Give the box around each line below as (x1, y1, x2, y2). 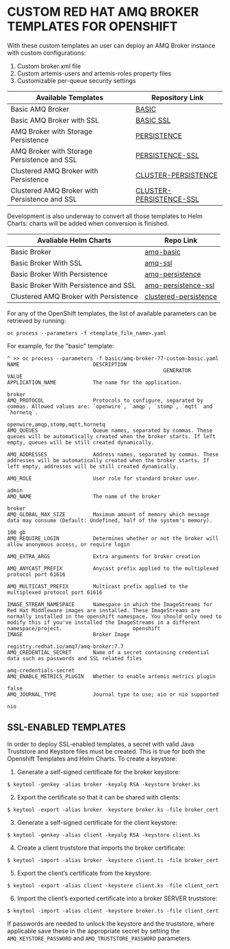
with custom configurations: (7, 49, 86, 57)
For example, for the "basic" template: (7, 341, 114, 350)
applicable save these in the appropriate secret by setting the (7, 926, 180, 935)
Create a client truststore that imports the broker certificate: (16, 843, 186, 852)
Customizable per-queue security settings (16, 76, 136, 84)
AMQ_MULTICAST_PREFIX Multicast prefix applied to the (7, 583, 188, 590)
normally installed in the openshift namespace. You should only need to (7, 613, 222, 620)
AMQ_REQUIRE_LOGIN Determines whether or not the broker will (7, 535, 219, 542)
